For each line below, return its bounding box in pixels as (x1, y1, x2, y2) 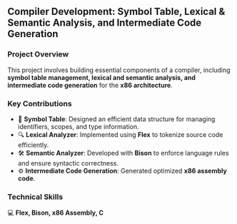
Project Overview (7, 49, 69, 59)
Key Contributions (7, 98, 73, 108)
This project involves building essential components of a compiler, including (7, 66, 231, 74)
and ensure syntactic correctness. (17, 158, 119, 167)
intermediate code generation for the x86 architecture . (7, 81, 173, 89)
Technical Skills (7, 192, 64, 202)
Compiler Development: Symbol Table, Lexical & (7, 6, 226, 18)
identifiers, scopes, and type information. (17, 122, 139, 131)
